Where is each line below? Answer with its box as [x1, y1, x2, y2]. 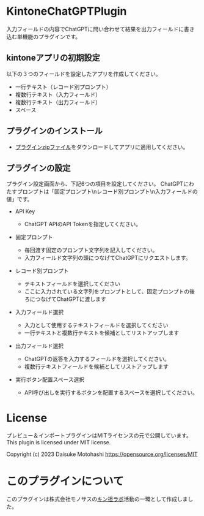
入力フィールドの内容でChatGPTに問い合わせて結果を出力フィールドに [6, 25, 184, 32]
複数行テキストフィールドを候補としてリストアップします [24, 363, 169, 370]
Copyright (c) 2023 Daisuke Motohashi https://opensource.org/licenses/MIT [6, 450, 198, 458]
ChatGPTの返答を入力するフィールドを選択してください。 [24, 355, 170, 363]
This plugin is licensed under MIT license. [6, 439, 111, 446]
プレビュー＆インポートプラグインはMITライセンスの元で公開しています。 [6, 432, 192, 439]
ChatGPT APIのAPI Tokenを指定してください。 [24, 221, 142, 228]
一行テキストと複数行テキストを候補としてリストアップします [24, 329, 180, 336]
